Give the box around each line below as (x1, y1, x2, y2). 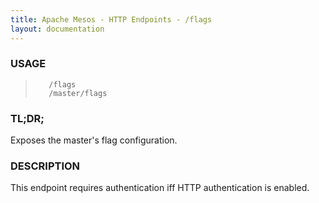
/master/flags (48, 88, 108, 98)
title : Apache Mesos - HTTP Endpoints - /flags (10, 14, 213, 25)
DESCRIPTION (10, 159, 81, 173)
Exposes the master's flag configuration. (10, 134, 178, 146)
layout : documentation (10, 24, 105, 34)
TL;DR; (10, 111, 45, 125)
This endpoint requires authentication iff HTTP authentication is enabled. (10, 182, 310, 194)
